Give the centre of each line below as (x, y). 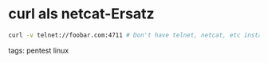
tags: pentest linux (39, 50)
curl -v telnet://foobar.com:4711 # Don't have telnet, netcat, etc (124, 35)
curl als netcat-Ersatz (81, 14)
